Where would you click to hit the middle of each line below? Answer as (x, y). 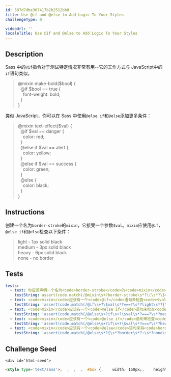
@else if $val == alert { (44, 147)
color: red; (34, 137)
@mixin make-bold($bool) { (47, 83)
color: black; (36, 185)
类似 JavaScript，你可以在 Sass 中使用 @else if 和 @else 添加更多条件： (78, 116)
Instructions (25, 212)
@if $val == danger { (42, 131)
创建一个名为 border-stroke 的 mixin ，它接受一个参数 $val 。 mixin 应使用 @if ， (84, 225)
